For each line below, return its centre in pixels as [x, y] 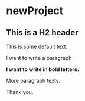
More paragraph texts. [33, 81]
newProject [35, 11]
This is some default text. [37, 46]
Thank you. [20, 92]
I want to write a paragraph [39, 58]
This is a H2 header [42, 33]
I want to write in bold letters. [43, 69]
